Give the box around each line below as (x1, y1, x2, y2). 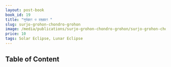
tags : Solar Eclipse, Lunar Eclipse (5, 36, 83, 41)
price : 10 (5, 31, 26, 36)
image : (5, 27, 19, 32)
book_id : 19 (5, 12, 31, 17)
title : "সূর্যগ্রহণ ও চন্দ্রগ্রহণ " (5, 17, 52, 22)
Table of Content (5, 55, 60, 64)
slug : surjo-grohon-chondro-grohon (5, 21, 81, 27)
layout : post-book (5, 7, 44, 13)
